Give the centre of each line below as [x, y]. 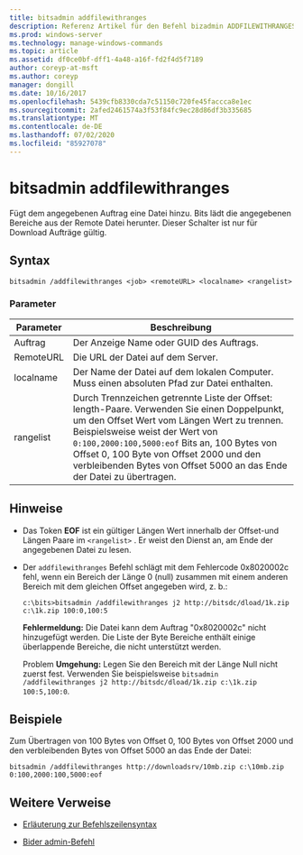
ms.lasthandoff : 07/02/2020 [62, 135]
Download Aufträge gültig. [58, 232]
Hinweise [36, 509]
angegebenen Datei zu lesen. [77, 549]
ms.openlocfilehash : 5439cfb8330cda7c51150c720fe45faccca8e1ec [131, 101]
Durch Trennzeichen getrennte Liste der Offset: [173, 398]
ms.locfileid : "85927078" [58, 143]
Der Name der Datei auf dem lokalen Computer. [173, 372]
